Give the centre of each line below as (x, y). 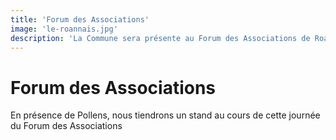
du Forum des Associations (66, 126)
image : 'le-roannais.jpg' (64, 29)
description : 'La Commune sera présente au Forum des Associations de (160, 38)
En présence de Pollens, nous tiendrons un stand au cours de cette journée (165, 115)
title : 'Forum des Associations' (80, 19)
